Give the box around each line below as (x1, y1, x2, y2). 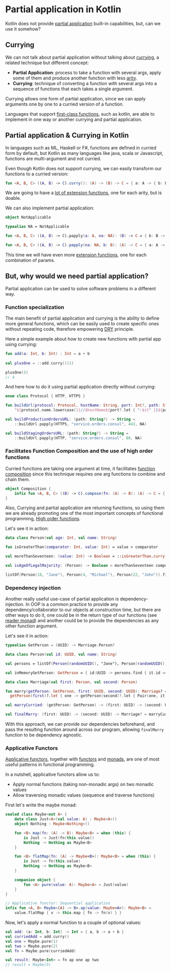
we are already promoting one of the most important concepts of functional (5, 510, 164, 516)
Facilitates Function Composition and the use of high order (5, 448, 154, 455)
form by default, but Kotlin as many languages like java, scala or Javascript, (5, 150, 164, 156)
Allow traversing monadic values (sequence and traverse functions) (12, 792, 155, 798)
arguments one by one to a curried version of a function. (5, 101, 124, 107)
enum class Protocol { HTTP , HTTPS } (5, 393, 85, 399)
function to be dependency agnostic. (5, 732, 83, 738)
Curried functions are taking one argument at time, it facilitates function (5, 465, 155, 471)
